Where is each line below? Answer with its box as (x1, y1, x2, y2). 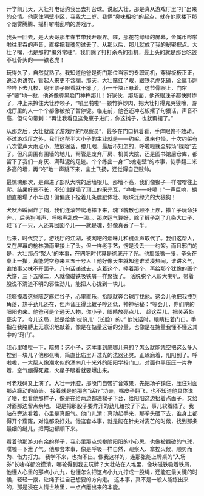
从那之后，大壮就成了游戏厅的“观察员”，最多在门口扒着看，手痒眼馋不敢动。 (6, 127, 197, 135)
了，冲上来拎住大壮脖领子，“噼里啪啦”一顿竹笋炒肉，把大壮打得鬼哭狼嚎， (6, 100, 192, 106)
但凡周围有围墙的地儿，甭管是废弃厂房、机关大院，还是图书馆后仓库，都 (16, 151, 198, 157)
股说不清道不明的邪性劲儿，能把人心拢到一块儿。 (6, 280, 129, 287)
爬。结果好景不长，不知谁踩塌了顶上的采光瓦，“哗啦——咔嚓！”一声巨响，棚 (6, 186, 197, 193)
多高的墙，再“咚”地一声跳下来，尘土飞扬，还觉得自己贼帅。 (6, 166, 155, 172)
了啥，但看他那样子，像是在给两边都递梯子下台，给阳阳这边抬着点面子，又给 (6, 395, 198, 402)
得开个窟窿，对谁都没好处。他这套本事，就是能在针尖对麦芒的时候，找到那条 (6, 418, 198, 424)
